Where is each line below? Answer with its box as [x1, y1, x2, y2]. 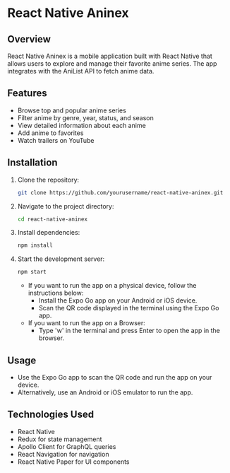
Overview [7, 33, 52, 45]
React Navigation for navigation [17, 450, 109, 458]
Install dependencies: [17, 228, 80, 237]
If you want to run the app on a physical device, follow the [28, 281, 197, 290]
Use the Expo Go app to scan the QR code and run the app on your [17, 373, 212, 381]
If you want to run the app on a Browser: [28, 319, 146, 327]
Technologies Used [7, 409, 94, 421]
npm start [17, 269, 47, 276]
